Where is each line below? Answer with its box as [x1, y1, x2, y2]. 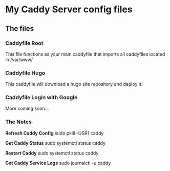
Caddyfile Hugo [5, 69, 46, 77]
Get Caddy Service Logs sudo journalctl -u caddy [5, 160, 111, 166]
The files [5, 24, 34, 33]
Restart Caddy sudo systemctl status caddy [5, 150, 99, 156]
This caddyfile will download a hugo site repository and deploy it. [5, 81, 143, 87]
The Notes [5, 118, 32, 125]
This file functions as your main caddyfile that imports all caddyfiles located [5, 51, 165, 57]
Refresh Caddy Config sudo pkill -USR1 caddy [5, 130, 104, 136]
